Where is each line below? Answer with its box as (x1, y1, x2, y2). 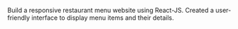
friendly (7, 13, 31, 22)
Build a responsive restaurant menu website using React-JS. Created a (7, 6, 215, 14)
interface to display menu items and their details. (31, 13, 174, 22)
